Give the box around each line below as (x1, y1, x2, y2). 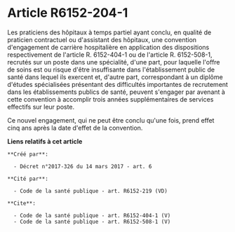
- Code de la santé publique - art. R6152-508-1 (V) (13, 218, 171, 225)
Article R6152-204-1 (7, 5, 128, 21)
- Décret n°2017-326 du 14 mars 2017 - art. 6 (13, 163, 152, 170)
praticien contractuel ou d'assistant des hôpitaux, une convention (7, 35, 197, 43)
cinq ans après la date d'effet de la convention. (7, 123, 143, 132)
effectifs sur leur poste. (7, 102, 75, 111)
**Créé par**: (7, 151, 49, 158)
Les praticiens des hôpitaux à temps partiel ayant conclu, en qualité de (7, 28, 212, 36)
